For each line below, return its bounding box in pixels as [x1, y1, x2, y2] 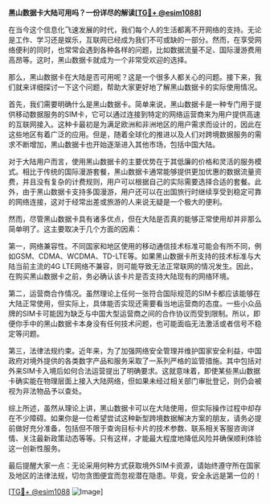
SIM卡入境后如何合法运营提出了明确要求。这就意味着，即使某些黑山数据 [22, 366, 261, 375]
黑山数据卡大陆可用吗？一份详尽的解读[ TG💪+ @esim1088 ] [8, 8, 202, 17]
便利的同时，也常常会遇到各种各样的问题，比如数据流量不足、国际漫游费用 [14, 45, 262, 55]
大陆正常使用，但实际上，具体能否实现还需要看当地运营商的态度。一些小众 [8, 299, 255, 308]
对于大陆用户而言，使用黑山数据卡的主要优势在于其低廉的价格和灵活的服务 [8, 157, 255, 166]
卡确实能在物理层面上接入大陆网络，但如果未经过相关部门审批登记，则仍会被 [8, 376, 262, 386]
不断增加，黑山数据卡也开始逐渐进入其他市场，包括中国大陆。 [14, 140, 219, 149]
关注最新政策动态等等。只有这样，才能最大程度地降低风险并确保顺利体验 [22, 434, 262, 443]
